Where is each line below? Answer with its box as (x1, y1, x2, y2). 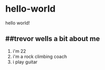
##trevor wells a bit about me (5, 34, 100, 43)
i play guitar (12, 59, 38, 65)
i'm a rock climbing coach (12, 53, 67, 59)
